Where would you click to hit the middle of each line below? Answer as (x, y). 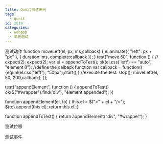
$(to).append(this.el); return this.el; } (42, 107)
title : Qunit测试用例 (26, 10)
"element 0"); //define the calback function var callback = (63, 67)
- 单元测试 (19, 37)
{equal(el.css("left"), (26, 72)
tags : (11, 14)
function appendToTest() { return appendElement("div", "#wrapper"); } (76, 116)
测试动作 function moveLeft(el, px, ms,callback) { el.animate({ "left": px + (79, 51)
